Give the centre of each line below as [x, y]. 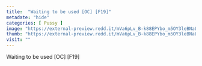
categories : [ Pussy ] [35, 23]
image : [14, 28]
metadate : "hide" [28, 17]
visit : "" [19, 40]
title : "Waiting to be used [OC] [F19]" [59, 12]
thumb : [14, 34]
